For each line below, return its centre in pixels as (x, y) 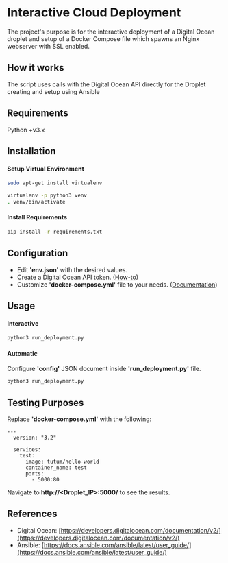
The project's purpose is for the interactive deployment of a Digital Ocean (111, 32)
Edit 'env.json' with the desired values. (72, 269)
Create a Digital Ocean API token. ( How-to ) (78, 277)
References (32, 514)
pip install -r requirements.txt (55, 232)
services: (27, 450)
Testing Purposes (46, 403)
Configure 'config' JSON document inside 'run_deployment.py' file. (104, 369)
